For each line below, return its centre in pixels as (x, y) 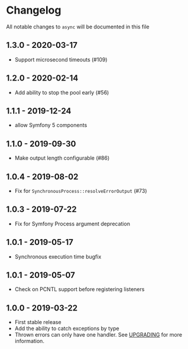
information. (29, 341)
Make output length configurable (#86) (62, 158)
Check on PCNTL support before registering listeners (80, 289)
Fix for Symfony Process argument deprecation (72, 224)
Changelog (34, 10)
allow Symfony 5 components (51, 125)
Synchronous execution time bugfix (58, 256)
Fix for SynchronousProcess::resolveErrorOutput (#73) (81, 191)
